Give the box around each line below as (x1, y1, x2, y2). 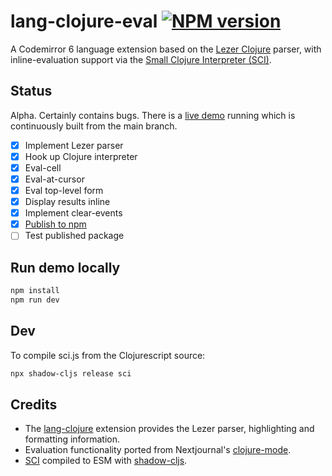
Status (10, 83, 53, 100)
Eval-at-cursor (24, 173, 85, 185)
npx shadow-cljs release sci (10, 368, 132, 379)
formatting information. (24, 433, 121, 445)
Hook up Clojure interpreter (24, 150, 138, 162)
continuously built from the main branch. (10, 120, 178, 132)
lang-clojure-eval (10, 10, 158, 33)
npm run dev (10, 295, 60, 305)
